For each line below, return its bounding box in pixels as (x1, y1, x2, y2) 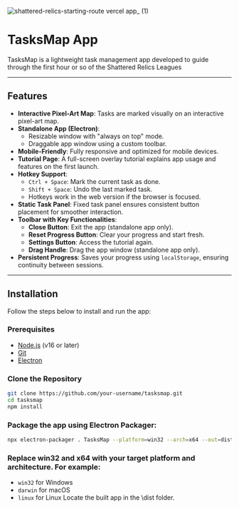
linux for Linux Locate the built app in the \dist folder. (17, 493, 175, 502)
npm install (7, 403, 43, 410)
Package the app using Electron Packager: (7, 420, 157, 430)
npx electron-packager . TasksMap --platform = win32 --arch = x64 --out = (7, 436, 221, 443)
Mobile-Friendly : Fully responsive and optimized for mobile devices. (17, 147, 219, 155)
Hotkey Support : (17, 170, 68, 178)
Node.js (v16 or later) (17, 341, 80, 349)
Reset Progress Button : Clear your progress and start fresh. (28, 230, 205, 239)
